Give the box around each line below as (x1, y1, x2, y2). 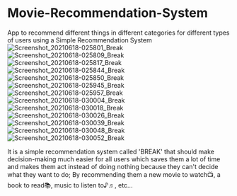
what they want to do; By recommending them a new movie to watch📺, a (7, 170, 221, 178)
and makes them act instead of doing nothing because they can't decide (7, 162, 219, 171)
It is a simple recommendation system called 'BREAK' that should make (7, 147, 214, 156)
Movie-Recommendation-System (7, 5, 209, 21)
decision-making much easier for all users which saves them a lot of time (7, 154, 221, 163)
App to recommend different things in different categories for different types (7, 28, 230, 37)
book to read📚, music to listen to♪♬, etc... (7, 180, 133, 189)
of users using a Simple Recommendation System (7, 35, 152, 44)
